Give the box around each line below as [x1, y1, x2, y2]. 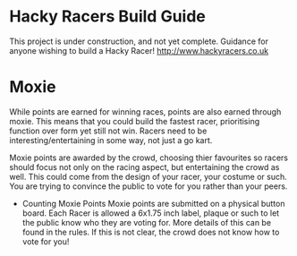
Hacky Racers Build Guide [9, 6, 206, 27]
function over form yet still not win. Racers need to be [9, 125, 208, 136]
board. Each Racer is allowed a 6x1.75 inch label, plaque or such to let [21, 208, 280, 218]
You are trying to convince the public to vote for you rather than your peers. [9, 181, 288, 192]
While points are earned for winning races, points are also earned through [9, 106, 282, 117]
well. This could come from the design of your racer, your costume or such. [9, 171, 288, 182]
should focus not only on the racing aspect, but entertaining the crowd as [9, 161, 280, 172]
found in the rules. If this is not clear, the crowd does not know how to [21, 226, 280, 237]
